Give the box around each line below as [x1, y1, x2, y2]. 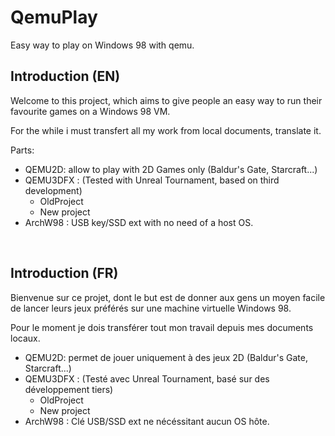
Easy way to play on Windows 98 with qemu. [10, 39, 195, 51]
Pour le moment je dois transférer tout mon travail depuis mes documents [10, 321, 314, 333]
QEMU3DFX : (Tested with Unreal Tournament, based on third [24, 174, 280, 186]
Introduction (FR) [10, 265, 119, 282]
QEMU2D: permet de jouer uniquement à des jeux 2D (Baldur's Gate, [24, 351, 308, 363]
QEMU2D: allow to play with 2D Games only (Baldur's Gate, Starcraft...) [24, 163, 318, 175]
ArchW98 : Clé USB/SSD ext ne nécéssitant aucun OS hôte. [24, 415, 270, 427]
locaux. [10, 332, 41, 344]
